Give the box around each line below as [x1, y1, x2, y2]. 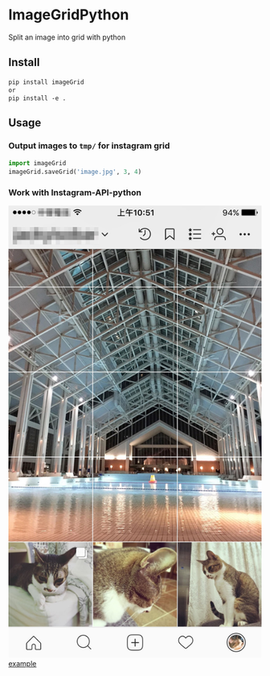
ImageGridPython [8, 6, 129, 24]
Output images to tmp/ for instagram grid [8, 140, 170, 151]
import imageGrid [8, 160, 67, 168]
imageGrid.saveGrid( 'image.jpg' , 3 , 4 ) [8, 168, 142, 176]
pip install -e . [8, 94, 67, 102]
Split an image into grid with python [8, 32, 126, 42]
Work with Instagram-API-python [8, 187, 142, 198]
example [8, 659, 37, 669]
